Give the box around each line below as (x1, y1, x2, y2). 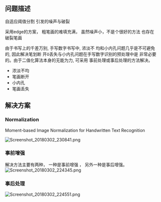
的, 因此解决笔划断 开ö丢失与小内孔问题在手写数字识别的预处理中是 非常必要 (5, 51, 157, 57)
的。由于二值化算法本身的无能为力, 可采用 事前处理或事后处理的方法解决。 (5, 57, 153, 63)
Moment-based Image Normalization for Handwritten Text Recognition (5, 127, 145, 133)
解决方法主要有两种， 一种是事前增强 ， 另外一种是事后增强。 (5, 162, 127, 168)
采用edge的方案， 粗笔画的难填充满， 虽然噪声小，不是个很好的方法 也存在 (5, 29, 155, 34)
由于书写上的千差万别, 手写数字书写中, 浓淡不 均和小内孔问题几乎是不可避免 (5, 45, 155, 51)
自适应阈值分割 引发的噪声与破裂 (5, 18, 70, 24)
